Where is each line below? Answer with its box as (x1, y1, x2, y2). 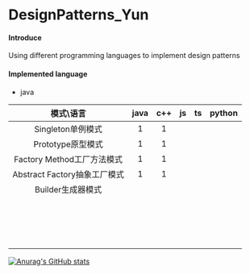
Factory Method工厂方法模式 (14, 153, 123, 164)
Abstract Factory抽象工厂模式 (12, 168, 125, 180)
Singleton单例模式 (34, 123, 103, 135)
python (209, 107, 238, 118)
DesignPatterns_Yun (8, 6, 149, 24)
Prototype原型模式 (33, 139, 103, 150)
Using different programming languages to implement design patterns (8, 51, 240, 60)
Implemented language (8, 68, 88, 78)
